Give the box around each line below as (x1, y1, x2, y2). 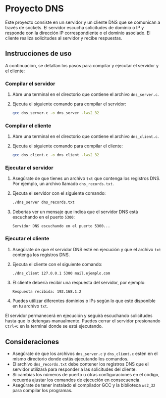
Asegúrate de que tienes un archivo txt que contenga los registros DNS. (12, 176, 161, 181)
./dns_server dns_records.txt (12, 200, 75, 205)
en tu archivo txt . (12, 303, 49, 309)
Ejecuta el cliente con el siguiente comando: (12, 261, 103, 267)
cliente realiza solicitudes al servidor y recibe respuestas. (5, 35, 122, 41)
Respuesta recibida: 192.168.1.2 (12, 289, 82, 294)
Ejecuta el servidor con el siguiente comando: (12, 190, 106, 196)
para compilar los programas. (12, 388, 73, 394)
